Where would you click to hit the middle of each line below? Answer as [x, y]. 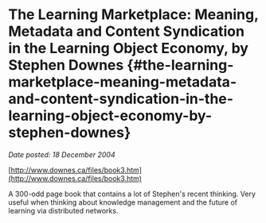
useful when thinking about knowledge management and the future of [123, 202]
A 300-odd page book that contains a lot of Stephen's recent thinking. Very [132, 194]
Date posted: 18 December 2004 [62, 154]
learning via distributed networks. [63, 210]
